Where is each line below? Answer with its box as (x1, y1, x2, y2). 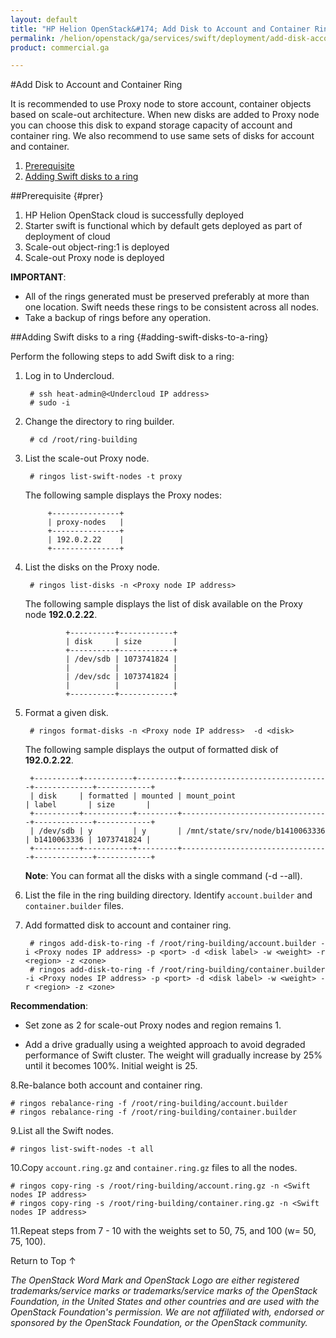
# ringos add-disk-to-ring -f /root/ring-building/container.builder (29, 965, 326, 975)
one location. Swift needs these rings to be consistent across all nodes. (24, 301, 320, 313)
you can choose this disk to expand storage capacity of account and (10, 119, 293, 131)
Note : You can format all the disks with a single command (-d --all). (24, 870, 303, 882)
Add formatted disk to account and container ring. (24, 919, 232, 931)
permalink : (10, 33, 56, 43)
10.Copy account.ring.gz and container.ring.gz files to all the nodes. (10, 1162, 298, 1174)
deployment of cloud (24, 231, 111, 243)
